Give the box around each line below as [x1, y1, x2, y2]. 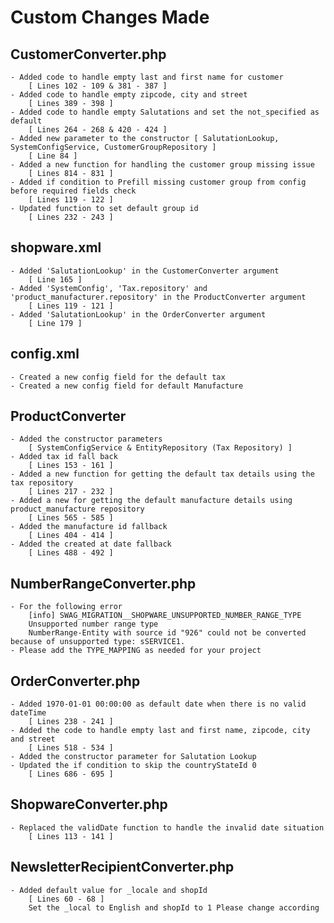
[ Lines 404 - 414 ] [28, 531, 114, 541]
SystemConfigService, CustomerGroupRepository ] [10, 142, 217, 152]
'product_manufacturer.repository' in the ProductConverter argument [10, 292, 307, 302]
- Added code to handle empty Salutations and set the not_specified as [10, 107, 320, 117]
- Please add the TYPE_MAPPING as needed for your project [10, 646, 262, 656]
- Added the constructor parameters [10, 434, 163, 445]
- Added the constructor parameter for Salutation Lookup [10, 752, 257, 762]
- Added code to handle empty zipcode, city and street [10, 90, 248, 100]
